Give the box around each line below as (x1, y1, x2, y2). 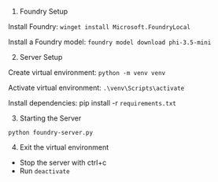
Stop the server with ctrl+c (19, 158, 107, 167)
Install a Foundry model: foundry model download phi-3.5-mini (8, 37, 212, 46)
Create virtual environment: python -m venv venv (8, 68, 166, 77)
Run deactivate (19, 166, 70, 176)
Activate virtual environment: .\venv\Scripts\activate (8, 83, 185, 92)
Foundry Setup (19, 7, 68, 16)
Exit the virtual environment (19, 143, 109, 152)
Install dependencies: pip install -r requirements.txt (8, 98, 177, 107)
